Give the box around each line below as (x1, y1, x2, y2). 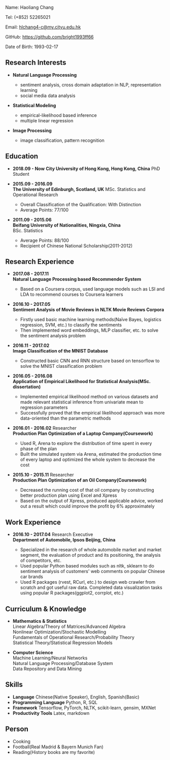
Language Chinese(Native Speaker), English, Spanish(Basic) (12, 693, 140, 700)
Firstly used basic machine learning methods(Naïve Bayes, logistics (20, 316, 161, 323)
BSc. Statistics (12, 227, 43, 233)
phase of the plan (20, 446, 57, 452)
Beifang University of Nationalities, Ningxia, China (12, 222, 121, 228)
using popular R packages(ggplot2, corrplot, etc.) (20, 590, 124, 596)
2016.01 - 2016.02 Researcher (12, 425, 77, 431)
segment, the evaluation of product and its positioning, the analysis (20, 552, 161, 558)
